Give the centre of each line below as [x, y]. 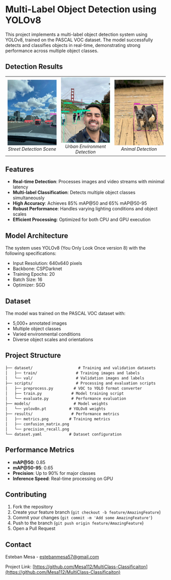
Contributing [26, 494]
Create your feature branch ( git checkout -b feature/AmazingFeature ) [87, 512]
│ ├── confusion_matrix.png [37, 424]
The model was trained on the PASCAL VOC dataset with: [65, 313]
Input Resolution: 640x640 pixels [47, 263]
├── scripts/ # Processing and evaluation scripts [81, 383]
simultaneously [28, 198]
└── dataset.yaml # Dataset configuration [64, 434]
